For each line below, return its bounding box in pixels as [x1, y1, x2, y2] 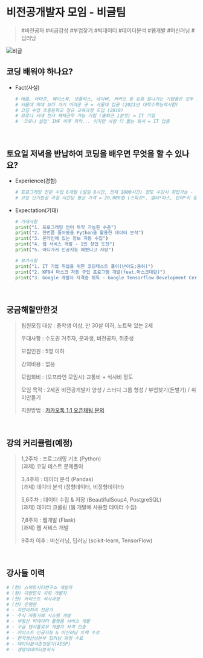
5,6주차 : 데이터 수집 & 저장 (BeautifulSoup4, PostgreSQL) [21, 496, 162, 503]
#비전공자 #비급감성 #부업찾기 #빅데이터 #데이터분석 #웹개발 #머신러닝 [21, 27, 190, 34]
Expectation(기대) [14, 207, 59, 214]
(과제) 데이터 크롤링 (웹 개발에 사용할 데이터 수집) [21, 503, 137, 511]
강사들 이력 [6, 568, 45, 579]
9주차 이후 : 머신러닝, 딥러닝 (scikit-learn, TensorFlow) [21, 537, 153, 544]
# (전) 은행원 [6, 601, 37, 608]
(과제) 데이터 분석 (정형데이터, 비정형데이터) [21, 483, 124, 491]
